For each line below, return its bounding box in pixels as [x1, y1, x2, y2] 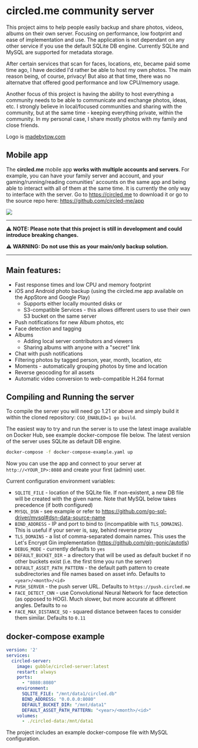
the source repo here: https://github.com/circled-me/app [6, 197, 144, 204]
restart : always [16, 669, 57, 675]
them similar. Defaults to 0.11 [14, 614, 86, 621]
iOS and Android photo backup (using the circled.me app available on [14, 287, 184, 294]
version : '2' [6, 647, 38, 653]
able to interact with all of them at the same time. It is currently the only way [6, 184, 190, 192]
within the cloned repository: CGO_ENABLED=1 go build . [6, 414, 137, 421]
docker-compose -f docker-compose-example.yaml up [6, 449, 133, 455]
